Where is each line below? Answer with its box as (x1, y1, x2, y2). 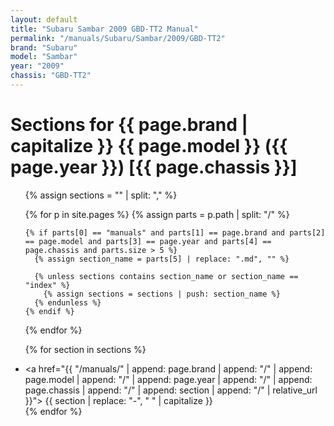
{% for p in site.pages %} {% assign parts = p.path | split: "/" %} (24, 208, 290, 220)
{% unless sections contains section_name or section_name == (34, 271, 299, 281)
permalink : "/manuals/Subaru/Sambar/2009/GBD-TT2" (10, 33, 226, 43)
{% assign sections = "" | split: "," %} (24, 189, 178, 201)
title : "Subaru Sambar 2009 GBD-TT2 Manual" (10, 24, 199, 34)
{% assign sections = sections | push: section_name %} (43, 289, 281, 299)
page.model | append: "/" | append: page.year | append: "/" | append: (24, 373, 313, 385)
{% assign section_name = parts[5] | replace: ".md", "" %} (34, 254, 290, 264)
